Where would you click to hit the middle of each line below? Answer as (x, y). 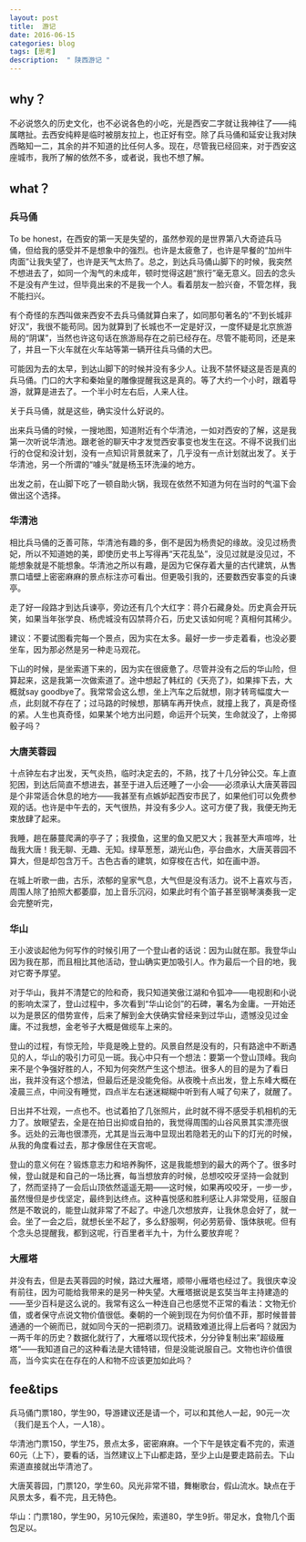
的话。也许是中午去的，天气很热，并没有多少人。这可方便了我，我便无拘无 (157, 807)
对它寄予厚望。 (37, 973)
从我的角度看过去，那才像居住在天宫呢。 (85, 1146)
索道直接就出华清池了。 (53, 1466)
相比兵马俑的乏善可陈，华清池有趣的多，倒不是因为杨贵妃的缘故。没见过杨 (149, 542)
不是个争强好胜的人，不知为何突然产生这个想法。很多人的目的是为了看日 (153, 1069)
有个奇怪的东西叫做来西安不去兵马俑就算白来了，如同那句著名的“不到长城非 (151, 314)
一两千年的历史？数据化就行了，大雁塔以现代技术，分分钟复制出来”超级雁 (147, 1337)
